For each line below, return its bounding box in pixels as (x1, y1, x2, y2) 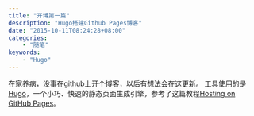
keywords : (8, 48, 41, 56)
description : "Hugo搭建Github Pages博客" (8, 19, 143, 27)
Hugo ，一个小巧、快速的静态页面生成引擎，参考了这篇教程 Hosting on (8, 88, 236, 98)
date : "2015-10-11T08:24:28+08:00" (8, 26, 126, 34)
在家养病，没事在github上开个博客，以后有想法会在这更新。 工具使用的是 (8, 79, 247, 88)
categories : (8, 33, 48, 42)
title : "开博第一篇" (8, 11, 70, 20)
